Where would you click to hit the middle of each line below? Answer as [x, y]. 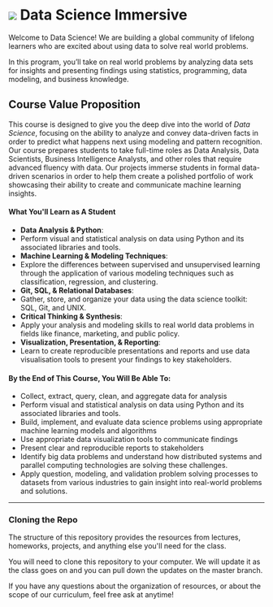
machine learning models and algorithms [88, 431]
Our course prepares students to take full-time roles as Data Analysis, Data [134, 150]
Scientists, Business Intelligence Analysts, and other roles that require [125, 158]
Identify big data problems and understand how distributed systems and [141, 457]
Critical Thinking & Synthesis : [71, 316]
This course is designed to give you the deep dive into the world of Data [129, 124]
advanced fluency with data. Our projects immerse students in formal [124, 167]
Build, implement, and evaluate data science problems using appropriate [141, 422]
